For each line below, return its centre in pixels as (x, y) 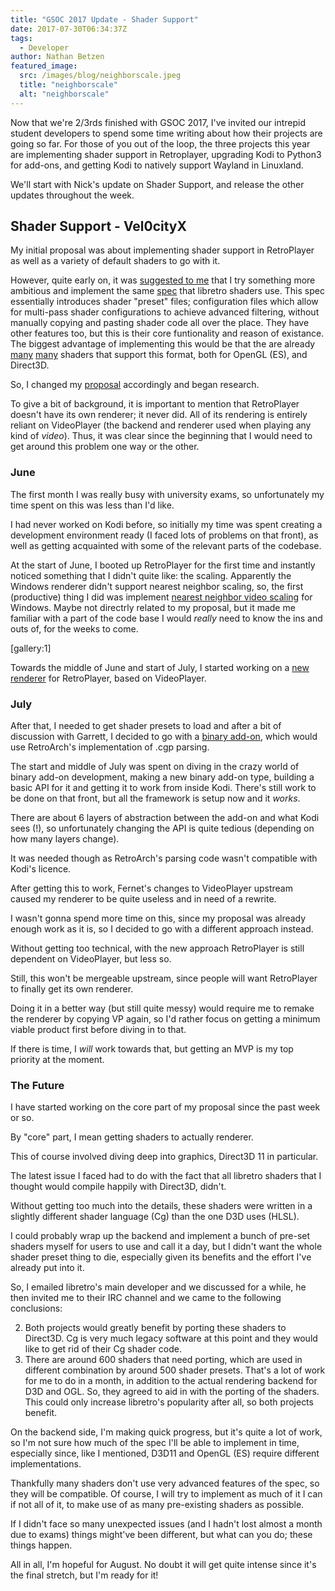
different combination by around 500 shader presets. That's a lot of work (175, 1370)
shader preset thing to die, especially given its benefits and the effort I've (161, 1257)
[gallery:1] (31, 648)
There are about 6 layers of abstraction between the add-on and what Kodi (165, 818)
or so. (22, 1118)
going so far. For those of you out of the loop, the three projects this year (160, 143)
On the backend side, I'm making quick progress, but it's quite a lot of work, (166, 1432)
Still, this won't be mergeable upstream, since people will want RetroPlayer (164, 978)
